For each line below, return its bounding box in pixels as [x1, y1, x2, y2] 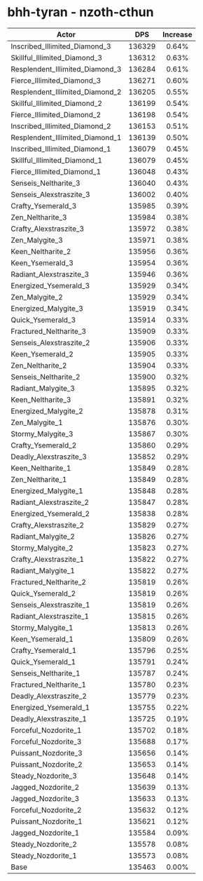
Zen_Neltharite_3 [10, 212, 67, 222]
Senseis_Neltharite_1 [10, 668, 80, 678]
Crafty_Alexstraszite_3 [10, 224, 85, 234]
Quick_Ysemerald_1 [10, 657, 76, 666]
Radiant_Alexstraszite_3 [10, 269, 90, 279]
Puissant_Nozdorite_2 [10, 759, 83, 769]
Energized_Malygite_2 [10, 406, 84, 416]
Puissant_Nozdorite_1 [10, 816, 83, 826]
